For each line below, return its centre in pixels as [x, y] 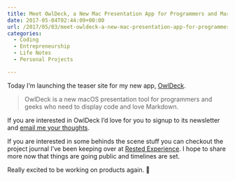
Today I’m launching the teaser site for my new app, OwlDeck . [97, 86]
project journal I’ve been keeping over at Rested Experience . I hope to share [116, 149]
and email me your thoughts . [48, 128]
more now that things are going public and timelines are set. [94, 156]
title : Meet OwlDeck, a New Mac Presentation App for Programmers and [112, 14]
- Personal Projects [43, 60]
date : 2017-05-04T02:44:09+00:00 [56, 20]
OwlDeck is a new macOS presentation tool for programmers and [118, 99]
